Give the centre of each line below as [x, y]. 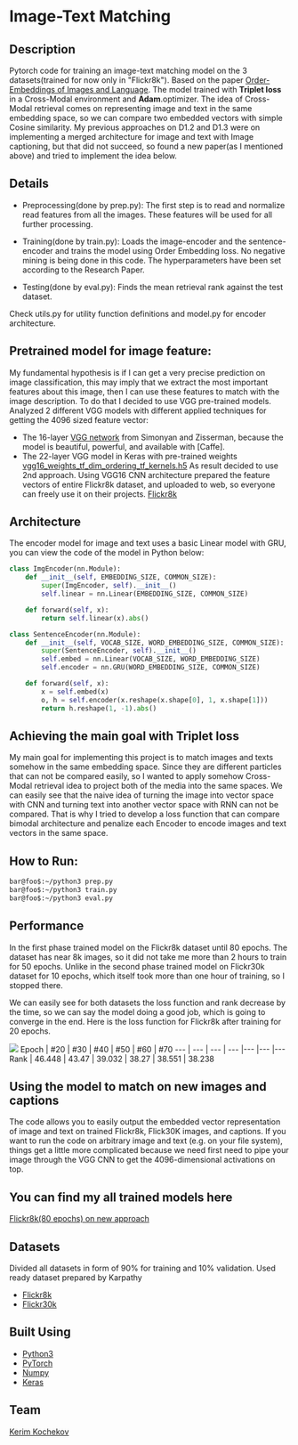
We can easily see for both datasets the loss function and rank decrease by [148, 1003]
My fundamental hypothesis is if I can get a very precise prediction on [137, 372]
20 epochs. [30, 1031]
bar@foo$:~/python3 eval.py [61, 898]
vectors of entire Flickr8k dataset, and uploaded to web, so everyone [149, 484]
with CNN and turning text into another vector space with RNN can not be [144, 805]
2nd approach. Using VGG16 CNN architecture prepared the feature [146, 475]
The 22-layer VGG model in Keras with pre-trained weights [129, 456]
